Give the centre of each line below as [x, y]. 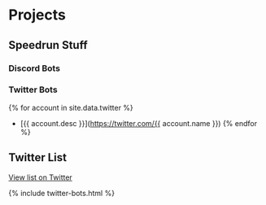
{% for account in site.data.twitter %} [71, 107]
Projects [37, 15]
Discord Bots [35, 68]
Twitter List [38, 157]
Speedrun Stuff [48, 45]
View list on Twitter [41, 177]
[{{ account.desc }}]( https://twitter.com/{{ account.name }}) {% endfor [139, 123]
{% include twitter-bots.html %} [62, 193]
